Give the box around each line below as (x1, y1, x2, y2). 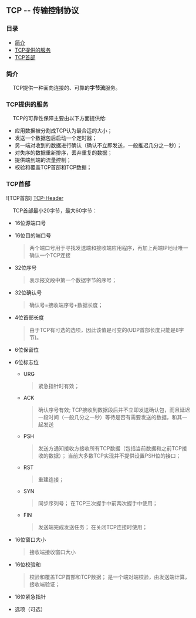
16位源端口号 (14, 219, 46, 226)
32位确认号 (14, 289, 42, 296)
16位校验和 (14, 561, 41, 568)
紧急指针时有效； (38, 382, 80, 389)
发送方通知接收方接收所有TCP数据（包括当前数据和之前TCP (38, 444, 182, 451)
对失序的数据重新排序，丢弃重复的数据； (14, 149, 113, 157)
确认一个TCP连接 (29, 252, 71, 259)
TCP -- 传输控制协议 (6, 5, 79, 16)
